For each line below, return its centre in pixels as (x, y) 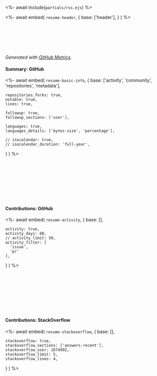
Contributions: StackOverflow (38, 320)
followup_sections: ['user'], (37, 118)
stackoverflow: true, (28, 341)
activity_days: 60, (26, 234)
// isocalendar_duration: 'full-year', (48, 145)
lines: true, (19, 104)
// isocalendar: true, (29, 140)
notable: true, (21, 100)
